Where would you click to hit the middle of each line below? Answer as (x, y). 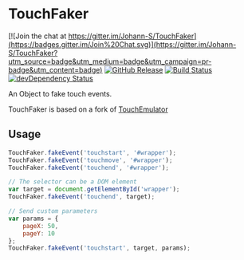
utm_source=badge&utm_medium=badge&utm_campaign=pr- (110, 61)
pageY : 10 (39, 233)
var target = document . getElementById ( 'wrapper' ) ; (94, 189)
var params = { (33, 219)
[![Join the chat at (37, 36)
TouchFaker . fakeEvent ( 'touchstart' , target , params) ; (100, 248)
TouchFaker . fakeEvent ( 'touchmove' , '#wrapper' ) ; (91, 160)
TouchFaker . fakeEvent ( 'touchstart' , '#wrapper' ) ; (92, 152)
